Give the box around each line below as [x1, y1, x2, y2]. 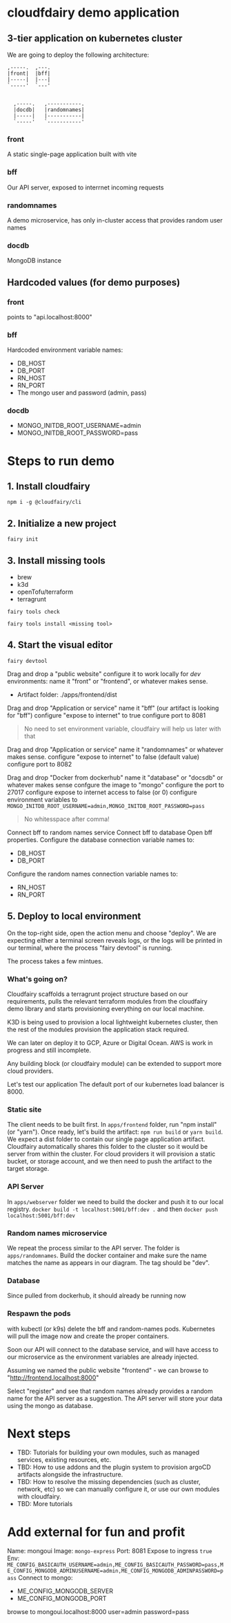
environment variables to [7, 795, 78, 803]
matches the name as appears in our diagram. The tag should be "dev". [7, 1258, 210, 1266]
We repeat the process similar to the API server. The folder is [7, 1244, 181, 1252]
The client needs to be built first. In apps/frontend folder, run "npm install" [7, 1120, 217, 1129]
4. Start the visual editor [7, 639, 113, 651]
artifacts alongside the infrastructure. [17, 1470, 123, 1479]
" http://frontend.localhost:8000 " [7, 1373, 99, 1382]
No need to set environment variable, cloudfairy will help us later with [23, 724, 221, 733]
